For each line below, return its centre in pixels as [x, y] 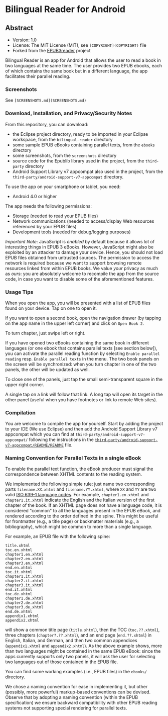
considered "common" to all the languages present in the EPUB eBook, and [83, 511]
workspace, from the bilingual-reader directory [62, 139]
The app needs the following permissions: [48, 206]
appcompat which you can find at [40, 434]
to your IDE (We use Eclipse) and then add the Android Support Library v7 [81, 429]
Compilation [21, 412]
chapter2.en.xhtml [24, 559]
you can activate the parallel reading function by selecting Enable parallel [82, 353]
